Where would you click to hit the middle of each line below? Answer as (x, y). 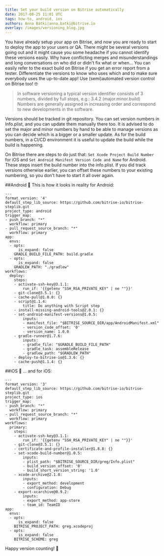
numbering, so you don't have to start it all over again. (60, 176)
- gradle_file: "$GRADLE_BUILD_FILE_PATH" (67, 345)
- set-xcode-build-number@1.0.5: (48, 453)
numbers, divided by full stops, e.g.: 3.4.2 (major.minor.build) (79, 99)
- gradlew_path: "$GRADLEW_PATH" (57, 353)
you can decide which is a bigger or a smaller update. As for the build (75, 135)
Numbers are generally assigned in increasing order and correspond (86, 104)
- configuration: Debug (47, 488)
